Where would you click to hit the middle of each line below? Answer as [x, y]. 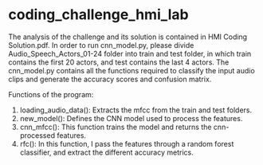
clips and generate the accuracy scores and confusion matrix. [110, 79]
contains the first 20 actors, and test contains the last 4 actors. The [119, 62]
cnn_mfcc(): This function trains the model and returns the [116, 127]
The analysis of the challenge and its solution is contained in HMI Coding [128, 37]
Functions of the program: [51, 94]
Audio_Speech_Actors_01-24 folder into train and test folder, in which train [130, 53]
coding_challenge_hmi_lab [98, 15]
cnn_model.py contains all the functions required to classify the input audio [131, 70]
